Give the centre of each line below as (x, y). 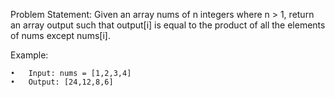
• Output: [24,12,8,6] (62, 82)
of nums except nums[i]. (60, 35)
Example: (29, 55)
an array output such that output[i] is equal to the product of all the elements (168, 25)
